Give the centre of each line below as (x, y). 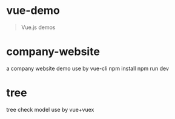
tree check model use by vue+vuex (50, 109)
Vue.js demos (38, 27)
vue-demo (33, 11)
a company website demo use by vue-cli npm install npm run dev (88, 68)
